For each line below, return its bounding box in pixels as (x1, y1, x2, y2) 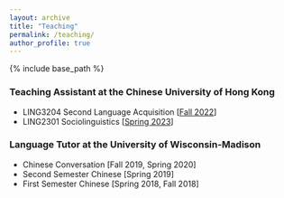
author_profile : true (9, 38, 91, 48)
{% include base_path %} (9, 63, 105, 74)
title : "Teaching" (9, 22, 78, 31)
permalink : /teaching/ (9, 30, 95, 39)
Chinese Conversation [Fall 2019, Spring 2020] (22, 159, 197, 170)
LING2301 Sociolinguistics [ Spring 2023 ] (22, 116, 174, 127)
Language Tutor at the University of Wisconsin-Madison (9, 138, 261, 151)
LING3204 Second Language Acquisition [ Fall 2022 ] (22, 106, 217, 118)
